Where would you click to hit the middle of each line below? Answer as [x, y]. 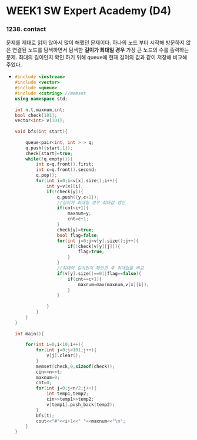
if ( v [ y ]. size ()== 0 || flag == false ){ [99, 273]
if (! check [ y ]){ [65, 192]
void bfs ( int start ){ [41, 132]
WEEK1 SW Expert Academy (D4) [89, 11]
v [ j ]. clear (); [64, 356]
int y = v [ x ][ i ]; [65, 186]
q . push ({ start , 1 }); [49, 148]
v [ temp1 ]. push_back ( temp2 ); [81, 404]
